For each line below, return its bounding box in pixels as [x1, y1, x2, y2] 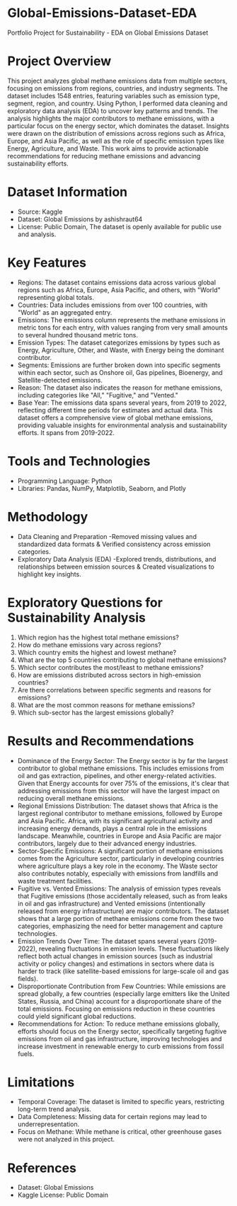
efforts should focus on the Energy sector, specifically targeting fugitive [17, 1027, 227, 1036]
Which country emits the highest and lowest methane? [17, 648, 177, 656]
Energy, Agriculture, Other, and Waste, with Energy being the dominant [17, 345, 224, 354]
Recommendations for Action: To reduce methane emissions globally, [17, 1019, 221, 1028]
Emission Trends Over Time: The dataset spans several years [17, 937, 197, 945]
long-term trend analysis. [17, 1105, 92, 1113]
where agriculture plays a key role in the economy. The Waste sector [17, 862, 218, 870]
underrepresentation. [17, 1120, 80, 1129]
